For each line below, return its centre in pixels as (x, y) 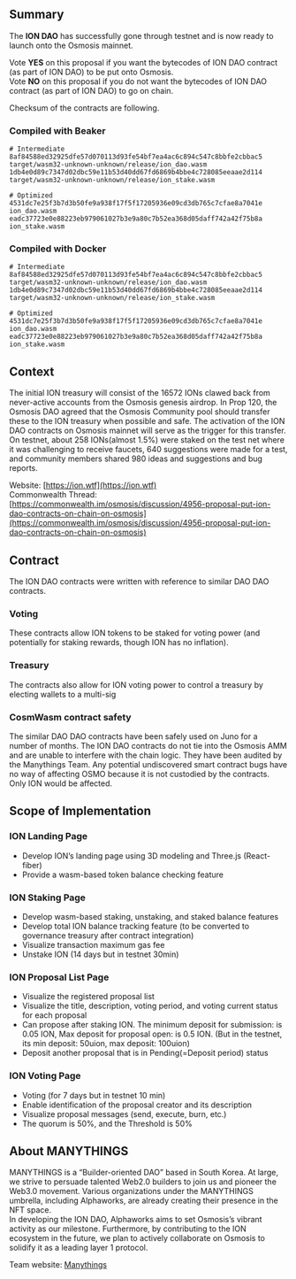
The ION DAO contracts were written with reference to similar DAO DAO (139, 582)
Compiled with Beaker (57, 130)
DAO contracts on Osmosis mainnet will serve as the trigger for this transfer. (148, 431)
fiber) (32, 865)
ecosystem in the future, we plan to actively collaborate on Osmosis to (137, 1238)
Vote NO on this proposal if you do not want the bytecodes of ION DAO (138, 81)
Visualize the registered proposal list (88, 997)
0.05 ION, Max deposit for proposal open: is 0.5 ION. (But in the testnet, (152, 1034)
